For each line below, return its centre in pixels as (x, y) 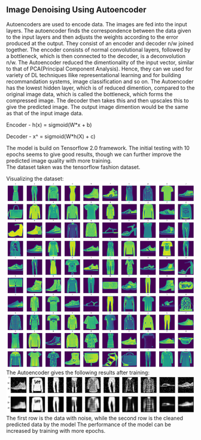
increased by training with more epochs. (56, 430)
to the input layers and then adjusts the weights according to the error (92, 37)
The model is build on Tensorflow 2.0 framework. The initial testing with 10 (98, 148)
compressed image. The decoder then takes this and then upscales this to (98, 100)
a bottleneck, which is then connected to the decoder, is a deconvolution (96, 56)
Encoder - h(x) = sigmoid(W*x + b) (49, 124)
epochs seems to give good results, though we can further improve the (94, 154)
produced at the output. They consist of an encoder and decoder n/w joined (100, 43)
